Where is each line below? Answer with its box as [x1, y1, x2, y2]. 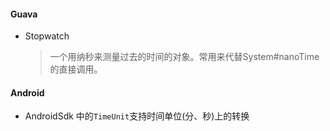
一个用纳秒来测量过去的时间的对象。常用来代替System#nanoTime [49, 51, 320, 63]
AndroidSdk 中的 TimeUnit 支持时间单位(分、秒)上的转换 [24, 110, 250, 122]
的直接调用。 [49, 63, 103, 75]
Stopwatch [24, 30, 70, 42]
